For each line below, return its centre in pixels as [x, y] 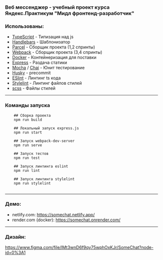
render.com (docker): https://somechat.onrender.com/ [66, 220]
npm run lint [27, 170]
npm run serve [28, 145]
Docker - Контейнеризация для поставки [54, 58]
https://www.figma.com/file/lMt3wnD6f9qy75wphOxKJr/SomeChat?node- [79, 247]
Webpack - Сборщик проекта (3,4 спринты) [57, 52]
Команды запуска [27, 106]
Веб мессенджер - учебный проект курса [57, 7]
